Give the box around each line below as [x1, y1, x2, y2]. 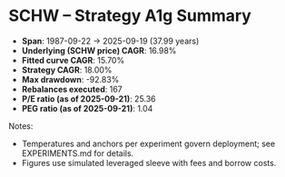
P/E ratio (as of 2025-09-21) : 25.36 [21, 93, 156, 104]
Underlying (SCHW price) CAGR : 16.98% [21, 44, 177, 55]
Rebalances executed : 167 [21, 84, 123, 94]
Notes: [8, 120, 34, 132]
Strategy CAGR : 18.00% [21, 64, 113, 75]
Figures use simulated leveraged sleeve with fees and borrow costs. [21, 157, 277, 168]
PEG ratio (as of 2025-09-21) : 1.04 [21, 103, 153, 113]
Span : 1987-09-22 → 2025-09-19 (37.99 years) [21, 35, 200, 46]
